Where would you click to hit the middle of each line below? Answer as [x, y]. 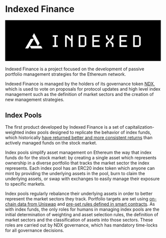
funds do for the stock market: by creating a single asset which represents [81, 158]
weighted [15, 133]
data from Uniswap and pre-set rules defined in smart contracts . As [86, 204]
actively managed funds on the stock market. [51, 143]
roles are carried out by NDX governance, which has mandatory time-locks [82, 225]
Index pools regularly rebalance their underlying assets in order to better [79, 193]
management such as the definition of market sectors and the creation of [80, 95]
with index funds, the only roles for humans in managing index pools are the [82, 209]
